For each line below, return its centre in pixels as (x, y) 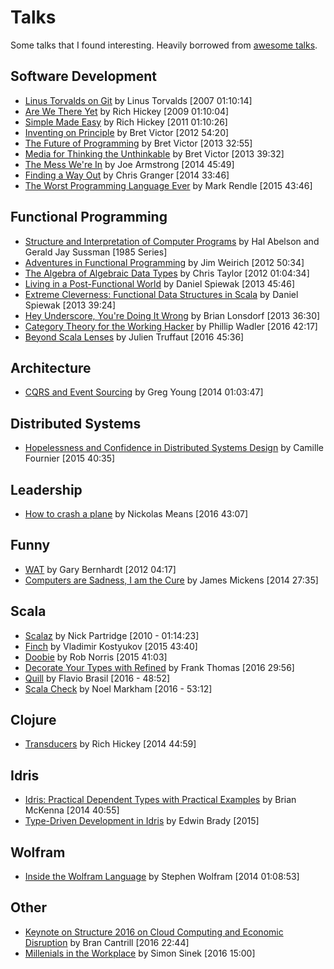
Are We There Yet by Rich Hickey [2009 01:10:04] (127, 111)
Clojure (33, 720)
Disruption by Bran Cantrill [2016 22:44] (107, 942)
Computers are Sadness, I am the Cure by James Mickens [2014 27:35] (171, 580)
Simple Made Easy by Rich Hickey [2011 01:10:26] (126, 122)
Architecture (51, 367)
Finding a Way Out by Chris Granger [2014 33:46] (127, 175)
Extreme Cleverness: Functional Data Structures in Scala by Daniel (161, 294)
